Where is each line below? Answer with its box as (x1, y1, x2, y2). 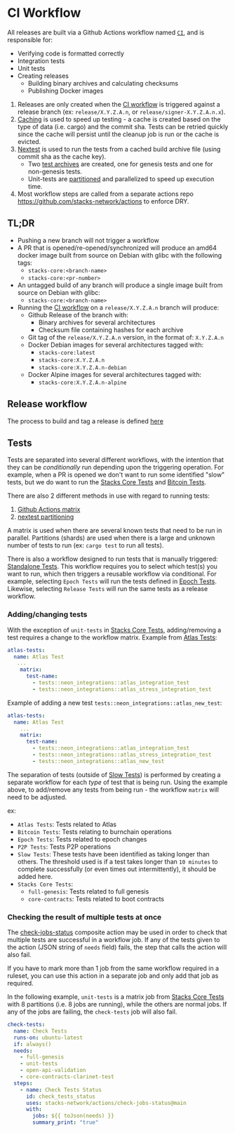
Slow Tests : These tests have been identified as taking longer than (17, 849, 210, 858)
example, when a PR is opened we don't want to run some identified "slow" (7, 470, 225, 479)
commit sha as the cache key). (17, 152, 107, 161)
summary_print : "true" (32, 1119, 99, 1126)
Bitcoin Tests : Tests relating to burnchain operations (17, 827, 172, 836)
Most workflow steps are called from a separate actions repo (17, 190, 194, 198)
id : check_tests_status (25, 1093, 96, 1100)
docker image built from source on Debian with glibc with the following (17, 251, 222, 259)
